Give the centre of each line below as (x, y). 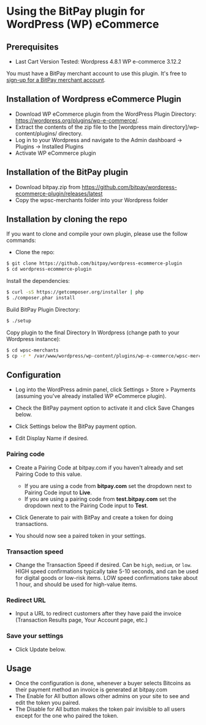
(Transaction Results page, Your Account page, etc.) (82, 620)
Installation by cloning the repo (67, 220)
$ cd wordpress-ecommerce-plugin (49, 269)
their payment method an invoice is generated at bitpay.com (91, 689)
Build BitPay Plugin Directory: (43, 309)
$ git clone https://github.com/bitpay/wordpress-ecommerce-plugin (94, 264)
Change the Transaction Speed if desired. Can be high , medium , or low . (103, 565)
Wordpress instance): (33, 339)
